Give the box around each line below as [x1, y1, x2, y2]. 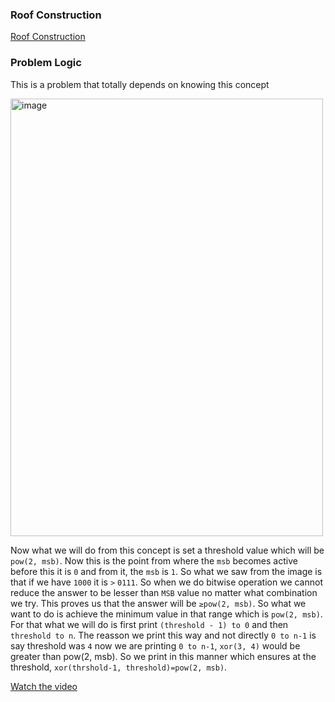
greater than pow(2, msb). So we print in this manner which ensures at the [10, 650, 317, 662]
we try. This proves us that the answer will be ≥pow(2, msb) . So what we [10, 597, 307, 609]
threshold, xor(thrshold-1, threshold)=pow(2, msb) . [10, 661, 228, 673]
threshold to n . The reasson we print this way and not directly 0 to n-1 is [10, 629, 317, 641]
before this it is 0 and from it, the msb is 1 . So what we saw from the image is [10, 565, 323, 577]
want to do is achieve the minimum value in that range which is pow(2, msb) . [10, 608, 323, 620]
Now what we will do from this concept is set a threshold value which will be [10, 544, 325, 556]
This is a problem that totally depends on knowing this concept [10, 78, 270, 90]
